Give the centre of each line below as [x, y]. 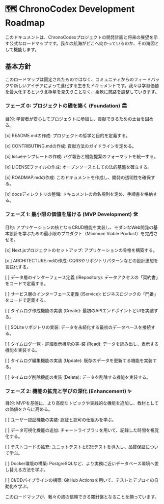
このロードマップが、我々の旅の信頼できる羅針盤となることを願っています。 [82, 497]
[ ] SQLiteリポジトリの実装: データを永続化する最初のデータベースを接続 [78, 327]
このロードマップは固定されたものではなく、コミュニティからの [69, 79]
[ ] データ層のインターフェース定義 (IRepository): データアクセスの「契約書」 [82, 277]
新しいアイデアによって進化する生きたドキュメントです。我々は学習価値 [86, 85]
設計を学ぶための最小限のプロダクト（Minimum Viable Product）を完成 [81, 234]
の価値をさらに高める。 [29, 409]
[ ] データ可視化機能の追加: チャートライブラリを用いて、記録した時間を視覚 [82, 430]
